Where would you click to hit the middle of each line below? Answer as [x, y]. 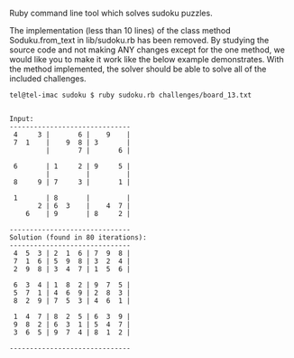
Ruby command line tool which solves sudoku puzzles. [111, 13]
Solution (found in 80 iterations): [78, 238]
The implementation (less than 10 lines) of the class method [120, 30]
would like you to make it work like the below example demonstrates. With [147, 59]
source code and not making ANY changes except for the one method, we [147, 50]
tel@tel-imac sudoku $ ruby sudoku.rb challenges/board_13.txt [131, 95]
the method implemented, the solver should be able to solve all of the [138, 69]
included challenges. [48, 79]
